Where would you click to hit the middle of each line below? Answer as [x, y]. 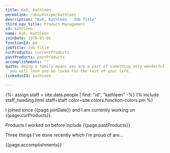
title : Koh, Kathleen [28, 10]
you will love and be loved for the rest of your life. [70, 71]
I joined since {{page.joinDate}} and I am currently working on [70, 110]
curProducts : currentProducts [37, 52]
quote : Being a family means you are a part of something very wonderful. [86, 66]
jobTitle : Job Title [27, 48]
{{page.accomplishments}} [34, 144]
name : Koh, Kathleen [27, 33]
